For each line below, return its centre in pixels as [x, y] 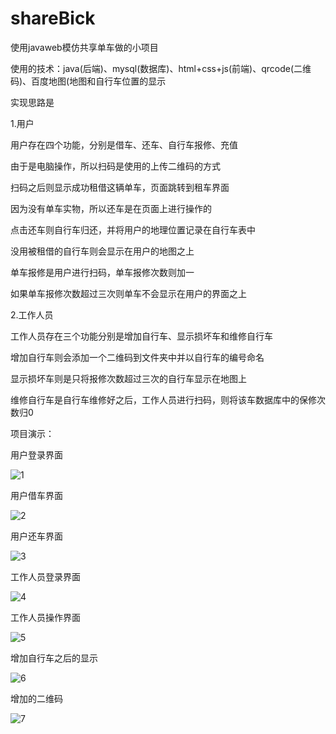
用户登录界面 [36, 454]
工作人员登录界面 [45, 576]
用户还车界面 [36, 536]
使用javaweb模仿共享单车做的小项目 [84, 47]
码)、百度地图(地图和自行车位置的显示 [88, 81]
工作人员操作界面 [45, 617]
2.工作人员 [32, 314]
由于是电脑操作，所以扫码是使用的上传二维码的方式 [115, 166]
